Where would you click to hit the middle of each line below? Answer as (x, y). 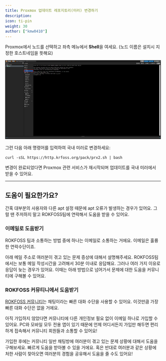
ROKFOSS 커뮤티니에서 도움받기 (42, 289)
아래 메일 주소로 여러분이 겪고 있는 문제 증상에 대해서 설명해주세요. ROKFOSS (80, 257)
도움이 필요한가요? (32, 195)
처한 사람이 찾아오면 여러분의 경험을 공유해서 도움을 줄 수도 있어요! (69, 354)
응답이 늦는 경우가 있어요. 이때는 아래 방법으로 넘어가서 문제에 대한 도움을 (76, 269)
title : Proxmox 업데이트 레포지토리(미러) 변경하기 (52, 10)
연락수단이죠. (23, 246)
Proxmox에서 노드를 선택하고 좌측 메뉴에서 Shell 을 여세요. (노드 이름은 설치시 (80, 47)
